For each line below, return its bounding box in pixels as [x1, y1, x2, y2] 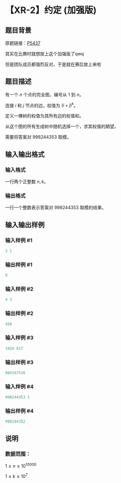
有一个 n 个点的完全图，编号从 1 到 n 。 [5, 91, 84, 97]
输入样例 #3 [5, 334, 34, 341]
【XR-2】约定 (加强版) [5, 4, 97, 16]
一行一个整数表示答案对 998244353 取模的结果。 [5, 205, 106, 211]
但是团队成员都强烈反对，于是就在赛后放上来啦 [5, 61, 101, 67]
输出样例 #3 [5, 359, 34, 366]
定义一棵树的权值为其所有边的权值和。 [5, 113, 84, 119]
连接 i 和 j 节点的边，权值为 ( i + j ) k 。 [5, 101, 79, 108]
